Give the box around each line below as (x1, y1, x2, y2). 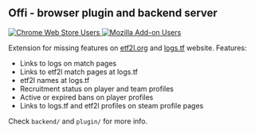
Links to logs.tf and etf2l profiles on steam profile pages (19, 100, 204, 110)
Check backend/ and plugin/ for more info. (8, 116, 148, 126)
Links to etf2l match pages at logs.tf (19, 67, 138, 77)
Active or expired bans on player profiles (19, 92, 154, 102)
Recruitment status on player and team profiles (19, 84, 174, 93)
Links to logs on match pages (19, 58, 117, 68)
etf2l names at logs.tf (19, 75, 90, 85)
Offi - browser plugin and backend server (8, 6, 218, 20)
